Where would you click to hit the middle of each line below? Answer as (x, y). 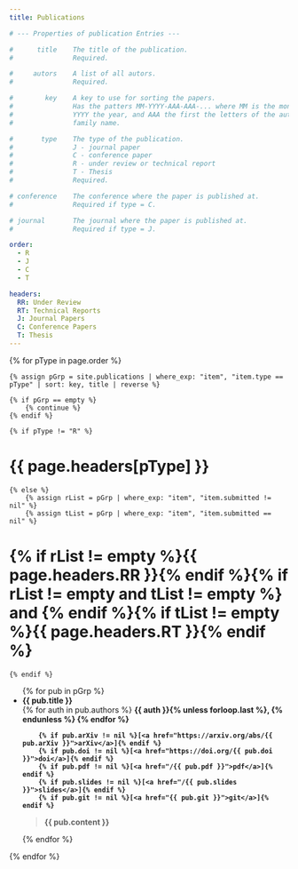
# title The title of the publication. (99, 50)
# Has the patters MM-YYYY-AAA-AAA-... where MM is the (142, 107)
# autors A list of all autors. (83, 74)
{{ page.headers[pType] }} (110, 466)
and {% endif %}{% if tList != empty (145, 613)
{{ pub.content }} (77, 822)
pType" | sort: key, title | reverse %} (85, 384)
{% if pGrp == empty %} (53, 400)
